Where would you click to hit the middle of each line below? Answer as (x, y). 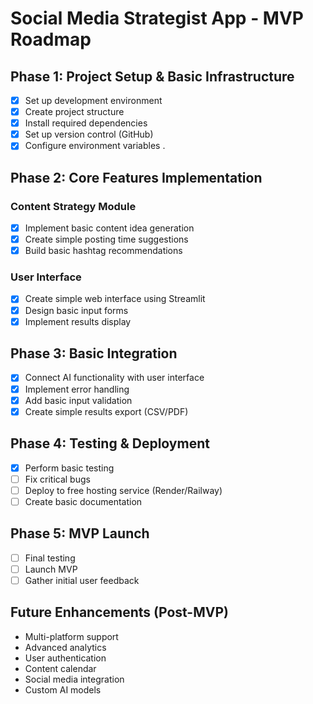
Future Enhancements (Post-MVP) (119, 612)
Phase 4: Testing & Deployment (110, 443)
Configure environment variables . (95, 146)
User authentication (65, 658)
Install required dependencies (86, 123)
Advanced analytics (65, 647)
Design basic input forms (76, 310)
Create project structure (74, 112)
